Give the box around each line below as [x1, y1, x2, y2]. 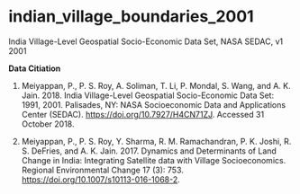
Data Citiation [8, 63, 61, 74]
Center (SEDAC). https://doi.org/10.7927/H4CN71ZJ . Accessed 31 [21, 109, 265, 119]
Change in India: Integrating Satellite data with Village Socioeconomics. [21, 154, 286, 165]
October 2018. [21, 119, 75, 129]
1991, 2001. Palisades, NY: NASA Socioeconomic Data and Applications [21, 99, 286, 110]
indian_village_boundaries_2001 [8, 6, 254, 27]
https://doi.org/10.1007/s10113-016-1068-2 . [21, 173, 181, 185]
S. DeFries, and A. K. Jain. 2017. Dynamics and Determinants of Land [21, 145, 277, 156]
